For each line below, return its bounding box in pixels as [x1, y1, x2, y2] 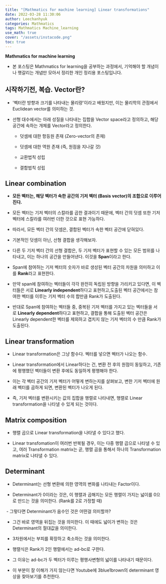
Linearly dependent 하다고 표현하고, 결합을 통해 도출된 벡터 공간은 [17, 310, 148, 316]
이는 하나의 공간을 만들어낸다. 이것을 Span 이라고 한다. [27, 254, 132, 260]
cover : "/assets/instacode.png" [5, 35, 72, 40]
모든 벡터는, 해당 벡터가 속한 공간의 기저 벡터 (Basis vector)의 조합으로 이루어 [12, 193, 162, 199]
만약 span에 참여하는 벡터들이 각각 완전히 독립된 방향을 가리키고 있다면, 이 [12, 281, 156, 287]
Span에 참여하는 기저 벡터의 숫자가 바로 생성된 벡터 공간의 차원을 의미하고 [12, 264, 155, 270]
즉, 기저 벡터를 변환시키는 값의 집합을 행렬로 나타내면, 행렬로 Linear [12, 395, 143, 401]
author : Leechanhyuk [5, 16, 48, 21]
